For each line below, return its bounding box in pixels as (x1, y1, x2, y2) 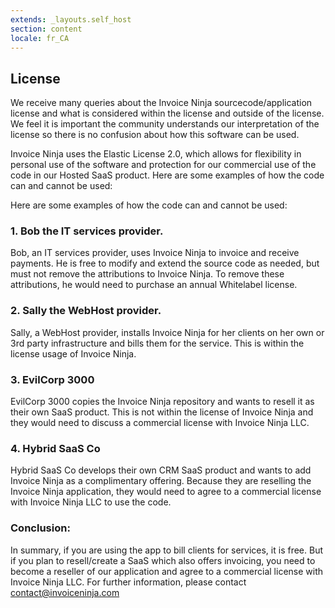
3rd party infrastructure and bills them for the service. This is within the (10, 337, 305, 349)
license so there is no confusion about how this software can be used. (10, 129, 300, 141)
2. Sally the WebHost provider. (10, 304, 162, 318)
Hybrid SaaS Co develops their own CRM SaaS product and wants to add (10, 464, 312, 476)
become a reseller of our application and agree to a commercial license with (10, 565, 324, 577)
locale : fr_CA (10, 33, 70, 43)
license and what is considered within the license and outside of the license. (10, 107, 325, 120)
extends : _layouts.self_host (10, 14, 132, 25)
